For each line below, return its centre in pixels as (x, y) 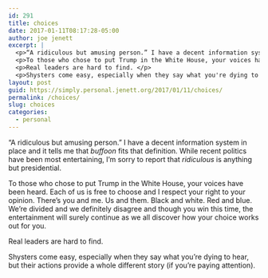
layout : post (30, 82)
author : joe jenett (41, 38)
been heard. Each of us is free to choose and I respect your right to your (127, 192)
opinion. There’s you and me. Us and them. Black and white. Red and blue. (130, 200)
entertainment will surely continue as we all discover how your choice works (134, 217)
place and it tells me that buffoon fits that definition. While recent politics (128, 151)
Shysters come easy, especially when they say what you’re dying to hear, (129, 256)
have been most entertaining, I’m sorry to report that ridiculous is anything (130, 159)
